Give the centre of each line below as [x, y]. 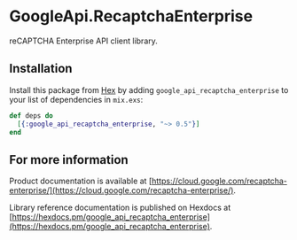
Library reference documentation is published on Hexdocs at [120, 208]
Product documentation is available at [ [81, 181]
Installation [41, 69]
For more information [69, 160]
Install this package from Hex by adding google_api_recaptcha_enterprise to [149, 89]
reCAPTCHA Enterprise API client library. [83, 41]
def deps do [31, 116]
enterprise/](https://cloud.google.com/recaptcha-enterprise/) [121, 190]
